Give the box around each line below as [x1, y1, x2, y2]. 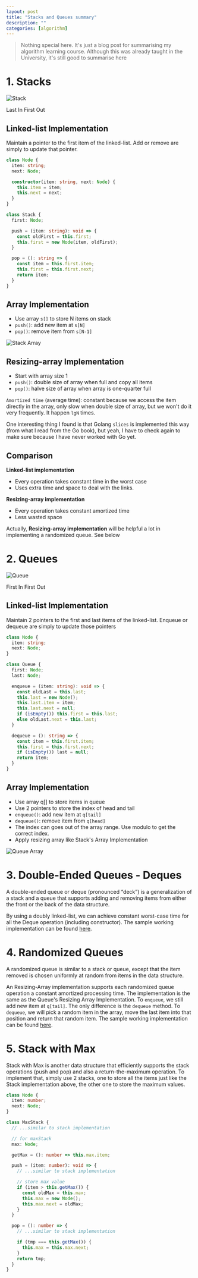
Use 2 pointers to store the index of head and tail [14, 804, 135, 812]
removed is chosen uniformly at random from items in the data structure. [6, 972, 184, 979]
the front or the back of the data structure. [6, 900, 110, 908]
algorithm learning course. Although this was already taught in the [20, 48, 183, 55]
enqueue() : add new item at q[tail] [14, 811, 102, 818]
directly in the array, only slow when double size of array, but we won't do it [6, 403, 192, 410]
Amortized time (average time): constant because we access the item [6, 397, 177, 404]
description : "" [6, 20, 46, 26]
